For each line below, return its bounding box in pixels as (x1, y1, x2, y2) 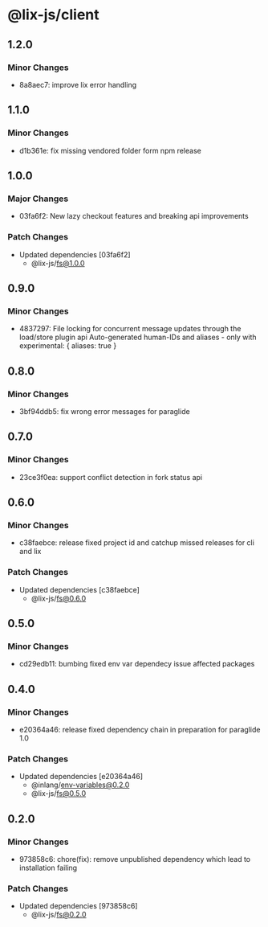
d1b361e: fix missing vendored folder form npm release (18, 146, 201, 155)
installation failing (18, 863, 78, 872)
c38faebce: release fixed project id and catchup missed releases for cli (18, 538, 254, 548)
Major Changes (7, 193, 69, 204)
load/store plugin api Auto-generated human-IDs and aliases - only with (18, 332, 258, 342)
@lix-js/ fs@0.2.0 (30, 910, 87, 920)
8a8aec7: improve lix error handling (18, 80, 137, 89)
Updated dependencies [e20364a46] (18, 772, 144, 781)
